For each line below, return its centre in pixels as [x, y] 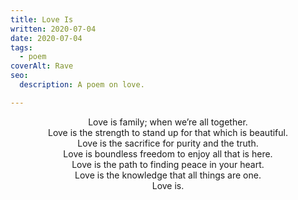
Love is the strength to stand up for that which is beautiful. [167, 132]
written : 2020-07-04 [53, 29]
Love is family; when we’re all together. [168, 122]
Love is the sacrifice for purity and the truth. [168, 143]
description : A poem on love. [82, 85]
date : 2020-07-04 [46, 38]
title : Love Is [42, 19]
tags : [21, 47]
